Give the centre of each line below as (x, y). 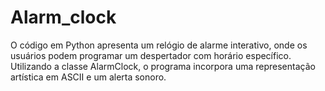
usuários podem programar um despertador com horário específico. (151, 55)
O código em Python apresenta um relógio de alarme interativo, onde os (159, 45)
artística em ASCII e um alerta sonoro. (88, 77)
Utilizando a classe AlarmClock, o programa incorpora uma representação (163, 66)
